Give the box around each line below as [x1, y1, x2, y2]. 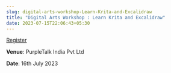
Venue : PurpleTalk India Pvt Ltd [6, 48, 84, 56]
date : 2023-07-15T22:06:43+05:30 [6, 20, 90, 26]
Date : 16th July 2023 [6, 60, 58, 67]
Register [6, 37, 27, 44]
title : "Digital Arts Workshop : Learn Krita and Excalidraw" [6, 14, 166, 21]
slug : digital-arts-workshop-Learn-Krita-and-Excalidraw [6, 8, 152, 15]
